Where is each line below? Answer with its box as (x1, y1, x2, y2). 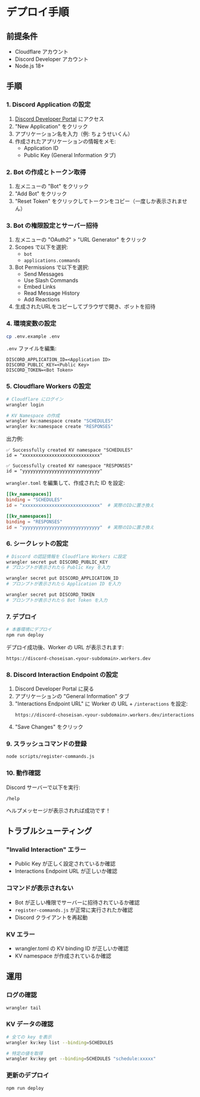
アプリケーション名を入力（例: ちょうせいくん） (14, 130, 133, 137)
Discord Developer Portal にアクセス (14, 115, 104, 123)
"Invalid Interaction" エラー (6, 845, 87, 854)
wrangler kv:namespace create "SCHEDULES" (6, 418, 113, 424)
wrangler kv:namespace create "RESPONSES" (6, 424, 113, 430)
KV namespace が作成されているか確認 (14, 952, 112, 960)
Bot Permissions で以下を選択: (14, 264, 90, 271)
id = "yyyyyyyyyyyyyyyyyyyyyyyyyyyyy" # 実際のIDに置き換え (6, 524, 154, 530)
